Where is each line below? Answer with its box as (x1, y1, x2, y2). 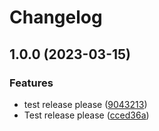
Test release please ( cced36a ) (23, 109, 150, 121)
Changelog (9, 6, 103, 29)
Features (9, 76, 54, 90)
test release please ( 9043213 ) (23, 98, 148, 110)
